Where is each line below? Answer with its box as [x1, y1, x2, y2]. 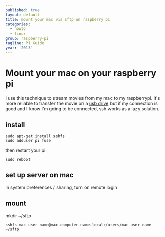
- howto [10, 26, 26, 32]
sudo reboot [5, 157, 31, 162]
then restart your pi [5, 147, 46, 153]
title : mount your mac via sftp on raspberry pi [5, 17, 111, 22]
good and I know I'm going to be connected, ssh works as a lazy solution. [5, 105, 159, 112]
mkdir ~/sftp [5, 213, 32, 219]
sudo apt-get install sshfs [5, 134, 65, 139]
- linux [10, 31, 26, 36]
